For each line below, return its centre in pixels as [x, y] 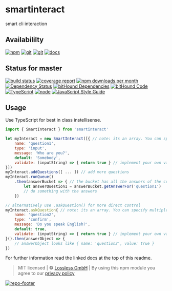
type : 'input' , [31, 148]
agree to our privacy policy [46, 274]
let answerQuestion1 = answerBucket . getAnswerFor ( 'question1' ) [92, 186]
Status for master [34, 69]
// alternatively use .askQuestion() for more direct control [73, 205]
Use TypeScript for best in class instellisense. [53, 120]
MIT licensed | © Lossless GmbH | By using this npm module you [87, 268]
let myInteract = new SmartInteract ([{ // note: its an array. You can [83, 139]
